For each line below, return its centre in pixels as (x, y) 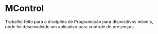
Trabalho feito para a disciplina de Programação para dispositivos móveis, (79, 22)
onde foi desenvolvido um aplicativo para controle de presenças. (70, 26)
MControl (25, 8)
